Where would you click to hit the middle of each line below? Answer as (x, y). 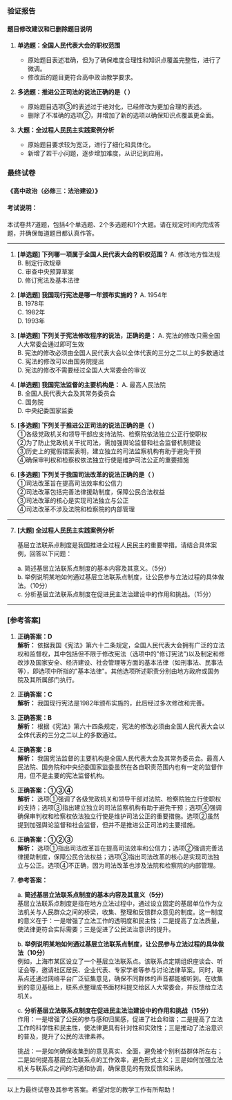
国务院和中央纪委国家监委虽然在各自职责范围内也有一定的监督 (129, 767)
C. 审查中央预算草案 (45, 272)
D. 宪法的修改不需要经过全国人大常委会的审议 (81, 370)
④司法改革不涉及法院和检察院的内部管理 (76, 509)
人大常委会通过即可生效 (50, 344)
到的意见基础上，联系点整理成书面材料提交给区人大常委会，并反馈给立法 (120, 987)
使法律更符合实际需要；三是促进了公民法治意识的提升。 (96, 929)
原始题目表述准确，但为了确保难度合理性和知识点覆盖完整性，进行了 (124, 60)
